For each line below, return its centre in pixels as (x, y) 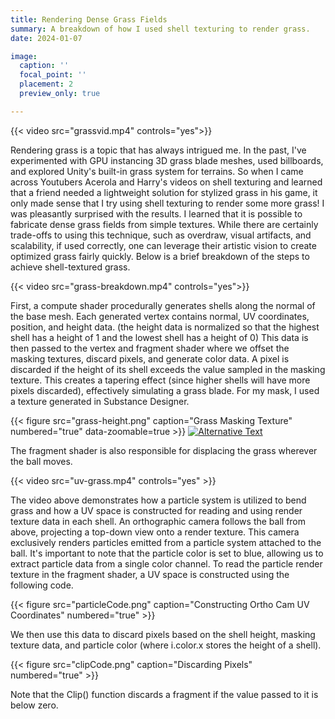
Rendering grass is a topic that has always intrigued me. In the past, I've (158, 150)
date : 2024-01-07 (46, 38)
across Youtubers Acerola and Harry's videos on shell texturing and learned (166, 182)
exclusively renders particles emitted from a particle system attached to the (166, 542)
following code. (42, 585)
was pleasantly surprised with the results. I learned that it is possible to (156, 213)
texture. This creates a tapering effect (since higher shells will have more (160, 380)
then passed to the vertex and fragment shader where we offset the (150, 348)
